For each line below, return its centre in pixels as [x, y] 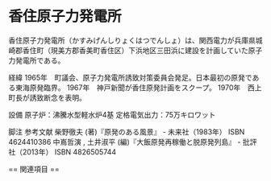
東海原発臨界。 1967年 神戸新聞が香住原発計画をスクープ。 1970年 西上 [138, 87]
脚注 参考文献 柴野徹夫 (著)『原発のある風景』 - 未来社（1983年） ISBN [127, 132]
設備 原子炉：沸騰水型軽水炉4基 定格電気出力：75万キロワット [112, 114]
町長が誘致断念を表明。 [47, 97]
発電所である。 [40, 60]
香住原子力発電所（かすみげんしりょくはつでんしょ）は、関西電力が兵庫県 [132, 40]
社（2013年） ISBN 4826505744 [63, 152]
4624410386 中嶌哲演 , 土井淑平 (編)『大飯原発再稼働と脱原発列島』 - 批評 [133, 142]
